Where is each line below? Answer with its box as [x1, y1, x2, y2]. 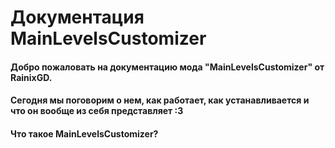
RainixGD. [10, 71, 53, 83]
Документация [10, 6, 145, 29]
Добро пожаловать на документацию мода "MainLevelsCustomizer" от [10, 61, 325, 73]
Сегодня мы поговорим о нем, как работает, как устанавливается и [10, 94, 310, 106]
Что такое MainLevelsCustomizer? [10, 127, 159, 140]
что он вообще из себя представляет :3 [10, 105, 184, 117]
